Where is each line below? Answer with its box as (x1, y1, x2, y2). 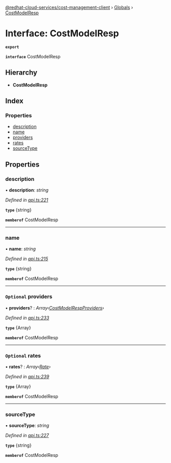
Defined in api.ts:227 (5, 432, 49, 438)
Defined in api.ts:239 (5, 374, 49, 380)
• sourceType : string (5, 423, 49, 429)
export (5, 44, 19, 50)
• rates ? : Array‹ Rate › (5, 364, 51, 370)
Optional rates (5, 352, 41, 359)
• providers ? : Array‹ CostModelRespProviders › (5, 305, 104, 311)
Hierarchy (5, 68, 38, 77)
